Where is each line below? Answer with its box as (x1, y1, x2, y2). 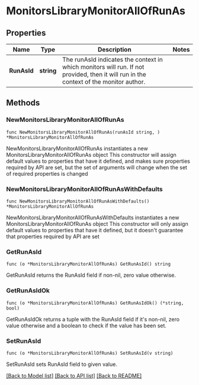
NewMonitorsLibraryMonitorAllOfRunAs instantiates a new (6, 144, 148, 152)
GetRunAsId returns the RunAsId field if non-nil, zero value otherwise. (6, 272, 176, 279)
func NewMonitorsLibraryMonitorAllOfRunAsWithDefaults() (6, 198, 150, 204)
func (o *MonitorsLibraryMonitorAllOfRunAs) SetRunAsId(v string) (6, 350, 174, 356)
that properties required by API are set (6, 233, 99, 240)
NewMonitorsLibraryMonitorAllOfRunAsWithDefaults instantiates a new (6, 214, 179, 221)
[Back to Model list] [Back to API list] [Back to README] (6, 372, 142, 379)
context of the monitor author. (62, 78, 146, 86)
